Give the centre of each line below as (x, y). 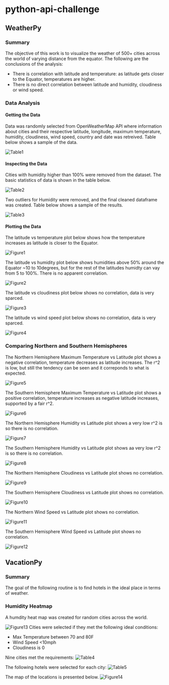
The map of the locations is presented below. (52, 677)
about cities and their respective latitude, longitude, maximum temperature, (83, 131)
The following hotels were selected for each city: (56, 667)
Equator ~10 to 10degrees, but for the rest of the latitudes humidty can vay (82, 268)
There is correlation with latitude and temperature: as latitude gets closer (88, 74)
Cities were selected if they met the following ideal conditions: (94, 627)
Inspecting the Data (26, 164)
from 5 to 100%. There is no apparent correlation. (57, 273)
